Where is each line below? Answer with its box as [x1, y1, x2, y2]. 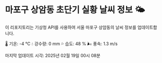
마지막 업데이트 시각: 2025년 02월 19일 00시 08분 [5, 52, 101, 58]
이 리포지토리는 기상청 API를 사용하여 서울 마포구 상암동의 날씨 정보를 [5, 24, 137, 30]
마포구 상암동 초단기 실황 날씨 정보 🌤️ [5, 4, 145, 16]
